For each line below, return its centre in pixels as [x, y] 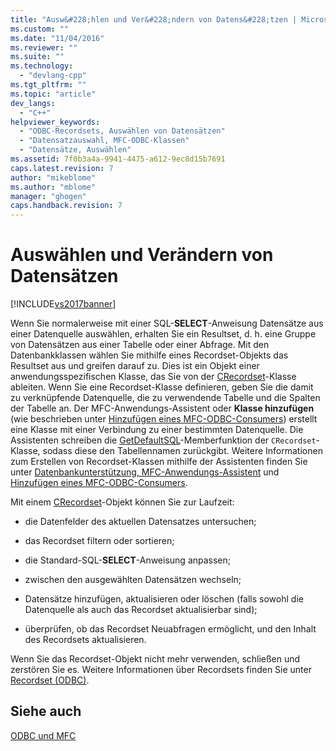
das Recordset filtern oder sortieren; [99, 541]
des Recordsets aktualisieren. [85, 640]
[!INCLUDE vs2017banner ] [63, 304]
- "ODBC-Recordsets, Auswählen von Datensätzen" [122, 131]
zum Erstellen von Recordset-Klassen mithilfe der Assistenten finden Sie [159, 462]
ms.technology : [42, 66]
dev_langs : [33, 103]
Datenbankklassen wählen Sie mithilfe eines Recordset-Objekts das [149, 355]
